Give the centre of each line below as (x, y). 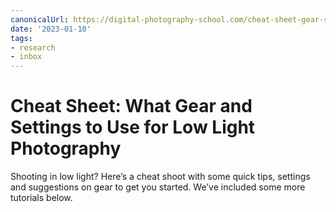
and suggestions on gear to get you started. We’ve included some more (158, 187)
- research (33, 47)
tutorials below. (41, 198)
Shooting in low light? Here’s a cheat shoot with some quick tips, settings (160, 177)
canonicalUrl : (40, 19)
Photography (66, 148)
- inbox (26, 57)
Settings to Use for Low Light (133, 127)
